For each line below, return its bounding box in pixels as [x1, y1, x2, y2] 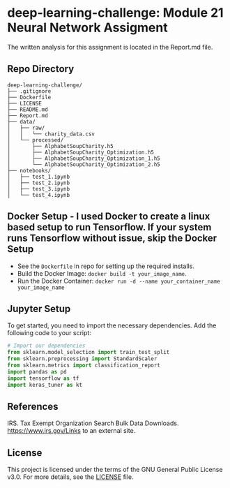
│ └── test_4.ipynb [7, 191, 70, 198]
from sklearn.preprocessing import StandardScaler [7, 355, 158, 362]
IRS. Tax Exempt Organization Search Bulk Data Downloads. [7, 419, 179, 427]
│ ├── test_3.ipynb [7, 185, 70, 193]
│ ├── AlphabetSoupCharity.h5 [7, 142, 114, 149]
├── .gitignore [7, 87, 52, 95]
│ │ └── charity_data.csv [7, 131, 95, 138]
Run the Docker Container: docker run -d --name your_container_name [17, 276, 221, 285]
